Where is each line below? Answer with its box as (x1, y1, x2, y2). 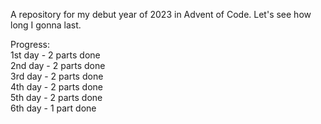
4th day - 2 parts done (10, 81, 103, 93)
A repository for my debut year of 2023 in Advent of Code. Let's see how (10, 9, 312, 20)
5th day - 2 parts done (10, 92, 103, 103)
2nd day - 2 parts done (10, 60, 106, 71)
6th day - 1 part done (10, 102, 97, 114)
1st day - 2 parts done (10, 49, 101, 61)
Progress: (10, 39, 50, 50)
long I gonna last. (10, 19, 82, 31)
